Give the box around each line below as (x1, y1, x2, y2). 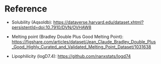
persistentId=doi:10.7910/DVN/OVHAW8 (11, 24, 92, 30)
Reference (4, 3, 47, 14)
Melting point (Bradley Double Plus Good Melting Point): (11, 34, 124, 39)
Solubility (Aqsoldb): (11, 19, 52, 25)
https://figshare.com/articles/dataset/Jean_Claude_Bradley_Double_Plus (11, 38, 156, 44)
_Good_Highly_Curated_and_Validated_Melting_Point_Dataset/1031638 (11, 44, 151, 50)
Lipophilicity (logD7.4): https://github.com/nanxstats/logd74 (11, 53, 131, 59)
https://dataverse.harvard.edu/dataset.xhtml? (53, 19, 144, 25)
